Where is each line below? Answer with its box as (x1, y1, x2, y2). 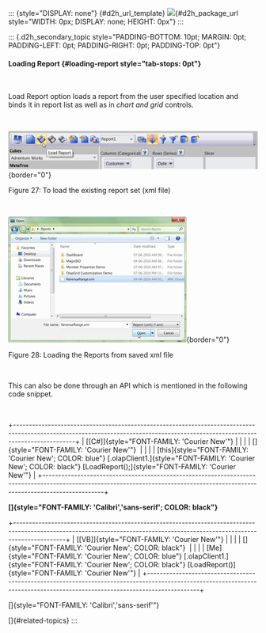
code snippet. (8, 389, 54, 399)
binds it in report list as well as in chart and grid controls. (8, 100, 194, 110)
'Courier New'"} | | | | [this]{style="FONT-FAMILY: (84, 445, 249, 455)
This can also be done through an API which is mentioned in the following (8, 381, 248, 391)
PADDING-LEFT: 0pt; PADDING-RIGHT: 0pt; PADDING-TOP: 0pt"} (8, 40, 220, 50)
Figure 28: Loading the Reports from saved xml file (8, 351, 174, 360)
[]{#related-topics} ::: (8, 616, 78, 625)
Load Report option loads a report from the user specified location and (8, 92, 239, 101)
